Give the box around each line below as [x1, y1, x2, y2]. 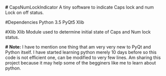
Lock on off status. [5, 9, 44, 15]
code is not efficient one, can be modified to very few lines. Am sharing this [5, 54, 161, 60]
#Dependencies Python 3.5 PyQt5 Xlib [5, 19, 84, 25]
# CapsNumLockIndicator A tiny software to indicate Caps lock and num [5, 4, 154, 10]
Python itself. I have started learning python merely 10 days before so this [5, 49, 156, 55]
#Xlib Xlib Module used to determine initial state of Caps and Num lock [5, 29, 151, 34]
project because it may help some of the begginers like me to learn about [5, 60, 156, 65]
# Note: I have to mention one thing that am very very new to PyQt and [5, 44, 151, 49]
